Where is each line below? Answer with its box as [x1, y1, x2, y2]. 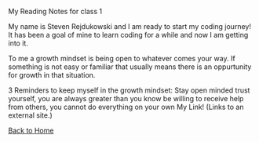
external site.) [8, 111, 53, 120]
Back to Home [8, 126, 54, 135]
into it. [8, 38, 29, 48]
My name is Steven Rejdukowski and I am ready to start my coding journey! [8, 22, 251, 31]
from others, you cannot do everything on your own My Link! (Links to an [8, 102, 244, 111]
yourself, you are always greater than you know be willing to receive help [8, 94, 244, 103]
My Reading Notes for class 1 [8, 7, 103, 16]
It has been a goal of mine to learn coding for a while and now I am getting [8, 31, 249, 39]
